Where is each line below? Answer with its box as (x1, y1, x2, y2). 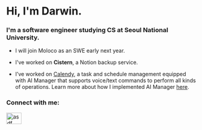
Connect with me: (6, 99, 60, 107)
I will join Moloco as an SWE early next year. (15, 47, 125, 54)
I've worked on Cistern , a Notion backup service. (15, 59, 138, 66)
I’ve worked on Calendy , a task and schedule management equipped (15, 71, 186, 78)
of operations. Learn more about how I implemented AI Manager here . (15, 83, 189, 91)
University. (6, 33, 40, 42)
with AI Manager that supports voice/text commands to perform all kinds (15, 77, 197, 84)
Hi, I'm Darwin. (6, 4, 82, 18)
